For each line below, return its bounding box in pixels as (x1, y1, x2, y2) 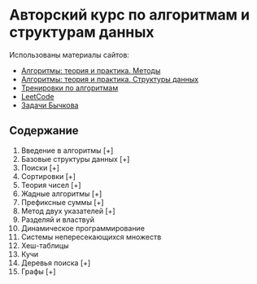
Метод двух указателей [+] (20, 206, 116, 216)
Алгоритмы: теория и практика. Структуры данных (20, 74, 198, 84)
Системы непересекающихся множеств (20, 232, 162, 242)
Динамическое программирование (20, 223, 146, 233)
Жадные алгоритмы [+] (20, 189, 102, 199)
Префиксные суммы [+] (20, 197, 104, 207)
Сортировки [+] (20, 171, 76, 181)
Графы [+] (20, 266, 56, 276)
